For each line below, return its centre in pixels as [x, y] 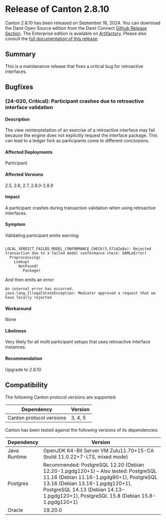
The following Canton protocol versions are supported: [61, 397]
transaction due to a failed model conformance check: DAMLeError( [76, 253]
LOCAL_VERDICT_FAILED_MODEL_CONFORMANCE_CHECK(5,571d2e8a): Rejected [78, 249]
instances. [16, 347]
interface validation [29, 108]
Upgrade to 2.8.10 [23, 369]
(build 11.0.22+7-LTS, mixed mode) [86, 457]
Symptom [15, 225]
